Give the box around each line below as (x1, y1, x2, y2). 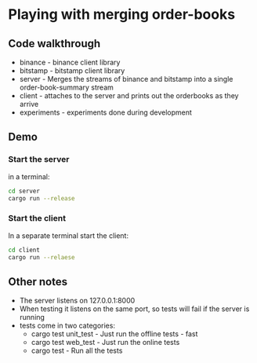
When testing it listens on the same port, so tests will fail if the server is (19, 304, 250, 313)
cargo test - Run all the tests (31, 346, 123, 355)
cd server (8, 187, 41, 195)
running (19, 313, 45, 322)
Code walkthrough (8, 37, 101, 50)
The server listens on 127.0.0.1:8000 (19, 296, 136, 306)
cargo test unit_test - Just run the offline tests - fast (31, 329, 198, 339)
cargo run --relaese (8, 253, 76, 261)
